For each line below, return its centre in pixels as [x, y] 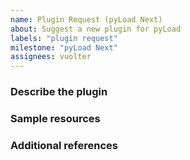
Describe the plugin [59, 92]
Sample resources [55, 118]
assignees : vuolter [51, 57]
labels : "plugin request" [64, 38]
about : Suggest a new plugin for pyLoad [96, 29]
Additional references [64, 145]
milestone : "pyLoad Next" [64, 47]
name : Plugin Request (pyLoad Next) [86, 19]
